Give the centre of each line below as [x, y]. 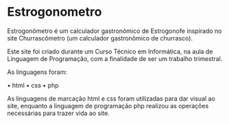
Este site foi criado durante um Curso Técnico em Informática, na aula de [110, 51]
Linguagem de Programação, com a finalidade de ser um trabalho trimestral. [115, 58]
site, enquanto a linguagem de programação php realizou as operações [108, 106]
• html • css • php [33, 85]
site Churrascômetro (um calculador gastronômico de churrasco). [100, 38]
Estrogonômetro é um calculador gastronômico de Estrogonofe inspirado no [114, 31]
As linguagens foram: [37, 72]
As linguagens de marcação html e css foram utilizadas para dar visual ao [111, 98]
